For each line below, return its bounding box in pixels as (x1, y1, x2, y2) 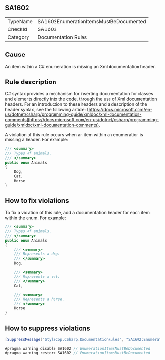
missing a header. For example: (5, 137, 69, 143)
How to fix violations (5, 196, 69, 205)
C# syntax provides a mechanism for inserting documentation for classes (5, 91, 154, 97)
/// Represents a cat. (14, 274, 60, 279)
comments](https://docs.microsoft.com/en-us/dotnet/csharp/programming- (5, 117, 159, 123)
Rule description (5, 78, 56, 86)
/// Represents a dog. (14, 251, 60, 257)
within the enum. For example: (5, 215, 66, 221)
